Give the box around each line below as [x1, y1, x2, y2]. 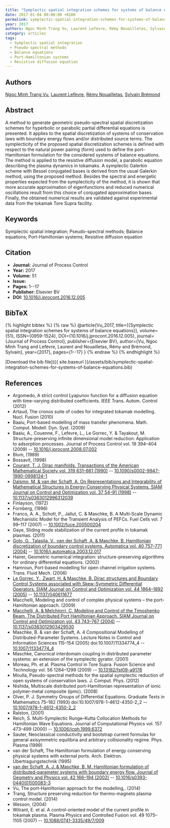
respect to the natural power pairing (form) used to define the [5, 146, 134, 152]
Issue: [12, 278, 26, 284]
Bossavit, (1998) [12, 457, 47, 463]
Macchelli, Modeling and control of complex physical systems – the [12, 597, 153, 603]
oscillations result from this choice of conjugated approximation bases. [5, 189, 153, 195]
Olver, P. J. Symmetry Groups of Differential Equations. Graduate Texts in [12, 694, 165, 700]
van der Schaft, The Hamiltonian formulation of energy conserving [12, 747, 151, 754]
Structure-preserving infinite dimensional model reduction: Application [12, 436, 160, 442]
